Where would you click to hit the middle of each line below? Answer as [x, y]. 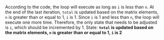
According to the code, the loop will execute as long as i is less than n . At [80, 7]
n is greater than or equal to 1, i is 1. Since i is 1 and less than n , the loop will [82, 17]
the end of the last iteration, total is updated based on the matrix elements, [82, 12]
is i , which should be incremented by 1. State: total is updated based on [79, 27]
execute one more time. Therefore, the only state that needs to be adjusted [81, 22]
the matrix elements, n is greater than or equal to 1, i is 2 [64, 33]
